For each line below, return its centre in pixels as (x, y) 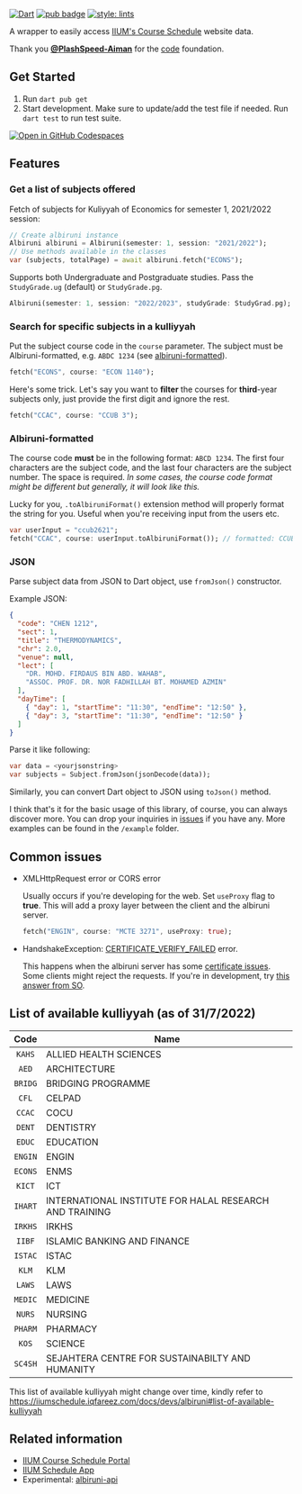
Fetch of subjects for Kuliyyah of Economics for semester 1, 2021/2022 (140, 209)
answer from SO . (53, 985)
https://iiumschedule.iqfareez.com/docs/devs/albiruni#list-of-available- (142, 1401)
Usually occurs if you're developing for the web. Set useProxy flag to (149, 895)
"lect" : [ (36, 666)
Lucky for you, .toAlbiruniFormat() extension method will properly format (147, 504)
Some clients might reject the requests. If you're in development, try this (156, 975)
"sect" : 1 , (38, 632)
